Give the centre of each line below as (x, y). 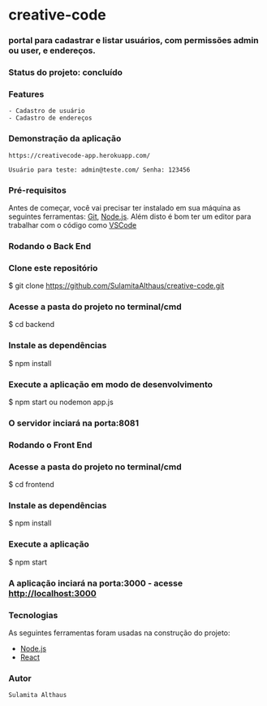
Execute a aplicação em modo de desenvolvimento (111, 384)
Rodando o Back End (50, 246)
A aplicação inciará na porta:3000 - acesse (96, 583)
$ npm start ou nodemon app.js (61, 402)
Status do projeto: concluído (66, 72)
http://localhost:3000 (53, 593)
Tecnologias (33, 615)
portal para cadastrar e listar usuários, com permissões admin (133, 41)
